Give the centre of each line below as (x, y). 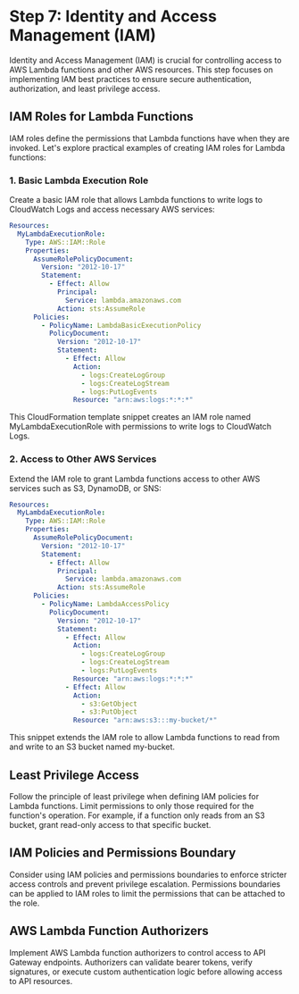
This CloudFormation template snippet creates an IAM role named (130, 417)
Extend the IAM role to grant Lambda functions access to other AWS (135, 479)
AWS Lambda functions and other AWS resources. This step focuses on (141, 70)
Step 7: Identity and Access (113, 17)
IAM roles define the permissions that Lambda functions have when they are (149, 138)
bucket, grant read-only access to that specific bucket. (110, 825)
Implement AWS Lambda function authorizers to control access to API (137, 952)
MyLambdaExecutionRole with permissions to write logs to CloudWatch (141, 427)
